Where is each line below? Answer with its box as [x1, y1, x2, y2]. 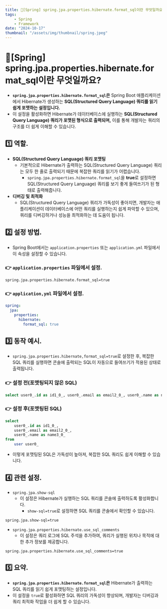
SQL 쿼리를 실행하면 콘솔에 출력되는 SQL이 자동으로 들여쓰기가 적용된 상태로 [12, 359, 161, 365]
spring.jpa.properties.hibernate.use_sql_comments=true [5, 549, 123, 554]
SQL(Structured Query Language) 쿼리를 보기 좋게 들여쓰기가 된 [27, 181, 155, 187]
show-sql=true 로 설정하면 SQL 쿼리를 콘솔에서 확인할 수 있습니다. [27, 508, 155, 514]
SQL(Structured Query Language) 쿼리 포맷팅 [12, 156, 106, 162]
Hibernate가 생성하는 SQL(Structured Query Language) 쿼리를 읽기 [21, 98, 158, 104]
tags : [5, 12, 16, 17]
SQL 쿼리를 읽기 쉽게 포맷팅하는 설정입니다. [12, 586, 97, 592]
